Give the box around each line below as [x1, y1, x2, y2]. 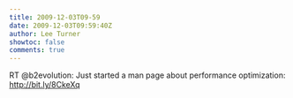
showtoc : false [9, 37, 65, 47]
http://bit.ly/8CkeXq [9, 79, 81, 90]
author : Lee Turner [9, 29, 81, 38]
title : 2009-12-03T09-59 [9, 12, 101, 22]
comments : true [9, 46, 65, 55]
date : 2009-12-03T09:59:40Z [9, 21, 113, 30]
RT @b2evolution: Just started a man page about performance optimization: [9, 70, 286, 80]
